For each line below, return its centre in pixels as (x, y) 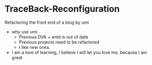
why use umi (24, 32)
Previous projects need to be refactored (59, 42)
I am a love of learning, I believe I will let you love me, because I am (79, 52)
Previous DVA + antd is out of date (54, 37)
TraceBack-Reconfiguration (62, 9)
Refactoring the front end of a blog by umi (47, 22)
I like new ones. (35, 47)
